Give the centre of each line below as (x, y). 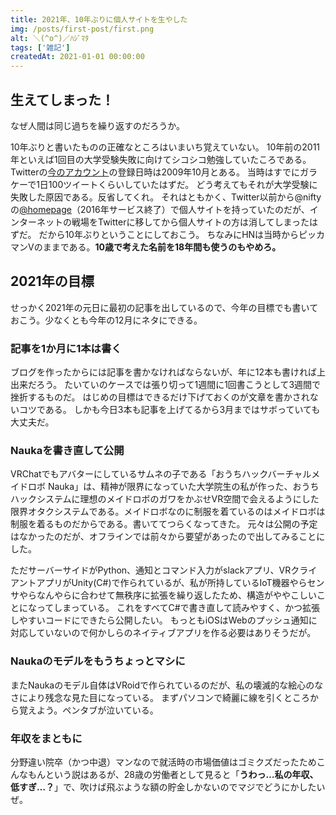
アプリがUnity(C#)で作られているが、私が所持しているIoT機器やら (172, 583)
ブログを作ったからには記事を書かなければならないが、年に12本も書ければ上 (168, 372)
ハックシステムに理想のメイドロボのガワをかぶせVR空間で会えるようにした (165, 499)
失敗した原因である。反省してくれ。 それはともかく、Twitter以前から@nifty (166, 197)
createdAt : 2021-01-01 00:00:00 (77, 57)
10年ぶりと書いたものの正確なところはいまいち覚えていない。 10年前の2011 (165, 147)
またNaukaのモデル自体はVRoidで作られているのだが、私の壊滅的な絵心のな (167, 685)
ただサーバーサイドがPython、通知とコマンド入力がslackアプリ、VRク (155, 570)
